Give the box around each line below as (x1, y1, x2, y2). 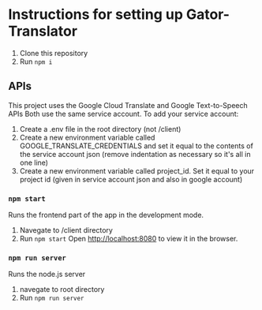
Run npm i (19, 57, 53, 66)
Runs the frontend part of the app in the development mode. (8, 211, 204, 220)
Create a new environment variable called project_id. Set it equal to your (19, 166, 255, 175)
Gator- (185, 6, 230, 24)
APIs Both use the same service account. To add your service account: (8, 109, 239, 118)
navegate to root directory (19, 285, 105, 294)
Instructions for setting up (8, 6, 184, 24)
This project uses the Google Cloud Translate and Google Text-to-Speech (8, 100, 249, 110)
